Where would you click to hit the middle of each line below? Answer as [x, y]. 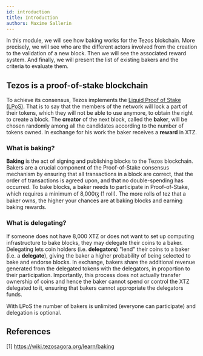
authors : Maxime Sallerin [39, 23]
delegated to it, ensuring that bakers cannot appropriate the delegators [95, 288]
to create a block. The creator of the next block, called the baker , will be [97, 120]
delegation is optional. [34, 312]
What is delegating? [36, 223]
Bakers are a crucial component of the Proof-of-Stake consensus [88, 168]
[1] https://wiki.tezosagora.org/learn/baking [60, 346]
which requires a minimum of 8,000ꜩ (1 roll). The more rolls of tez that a [96, 194]
